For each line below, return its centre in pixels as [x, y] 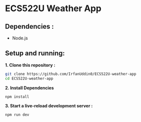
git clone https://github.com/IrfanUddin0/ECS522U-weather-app [71, 74]
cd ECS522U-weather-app [29, 78]
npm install [17, 97]
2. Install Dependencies [30, 87]
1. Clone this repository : [30, 65]
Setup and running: [35, 53]
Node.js [20, 38]
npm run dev [17, 115]
